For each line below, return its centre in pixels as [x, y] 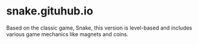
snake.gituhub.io [50, 11]
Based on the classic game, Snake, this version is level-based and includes [99, 28]
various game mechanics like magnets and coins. [67, 34]
